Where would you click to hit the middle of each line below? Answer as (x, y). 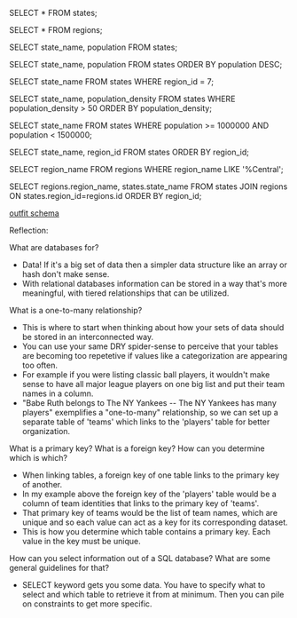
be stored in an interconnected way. (87, 337)
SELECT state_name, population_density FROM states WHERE (122, 99)
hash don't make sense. (66, 274)
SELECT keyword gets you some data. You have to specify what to (144, 585)
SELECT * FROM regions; (56, 30)
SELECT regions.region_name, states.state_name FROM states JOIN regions (148, 186)
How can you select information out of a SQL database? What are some (140, 558)
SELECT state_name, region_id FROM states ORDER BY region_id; (129, 152)
